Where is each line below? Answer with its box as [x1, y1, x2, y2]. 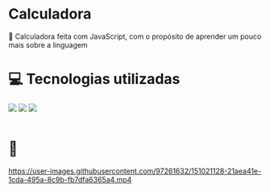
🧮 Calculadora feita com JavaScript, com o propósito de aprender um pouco [8, 31, 262, 41]
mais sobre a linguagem [8, 40, 88, 49]
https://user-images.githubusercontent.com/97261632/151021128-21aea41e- [8, 166, 262, 176]
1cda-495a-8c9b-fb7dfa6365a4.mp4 [8, 174, 132, 184]
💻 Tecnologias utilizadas [8, 70, 181, 89]
